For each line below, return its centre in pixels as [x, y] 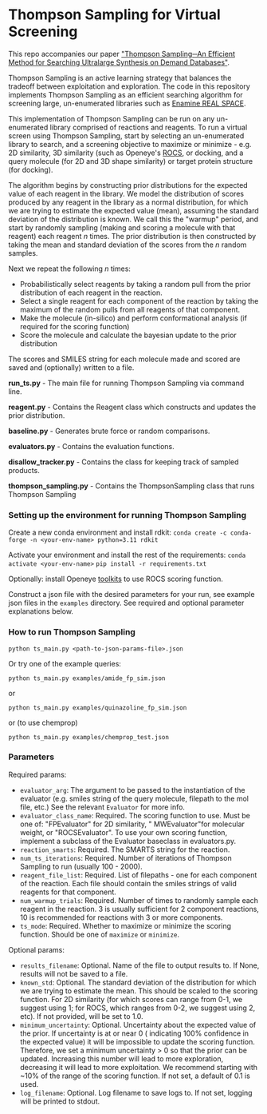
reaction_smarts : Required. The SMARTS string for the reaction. [125, 849]
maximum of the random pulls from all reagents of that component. [130, 309]
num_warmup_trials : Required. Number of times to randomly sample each [139, 900]
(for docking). [31, 169]
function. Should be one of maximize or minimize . [100, 934]
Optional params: [37, 949]
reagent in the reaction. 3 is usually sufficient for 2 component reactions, [139, 909]
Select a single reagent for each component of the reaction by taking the [139, 300]
